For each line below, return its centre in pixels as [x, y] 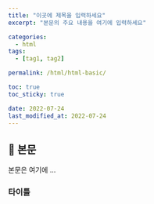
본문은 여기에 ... [32, 170]
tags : [17, 52]
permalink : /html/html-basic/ [57, 73]
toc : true [24, 87]
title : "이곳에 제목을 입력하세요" [57, 15]
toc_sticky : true [36, 94]
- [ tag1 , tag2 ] [40, 59]
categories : [27, 37]
